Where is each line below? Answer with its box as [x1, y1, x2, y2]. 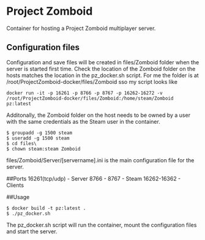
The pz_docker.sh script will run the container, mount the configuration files [6, 221, 197, 228]
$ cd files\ [6, 140, 37, 146]
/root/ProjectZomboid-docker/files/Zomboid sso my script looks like [6, 78, 177, 85]
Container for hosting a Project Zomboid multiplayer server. [6, 24, 156, 32]
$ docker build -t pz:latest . [6, 205, 86, 211]
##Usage [6, 193, 30, 200]
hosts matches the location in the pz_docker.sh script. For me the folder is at [6, 72, 199, 79]
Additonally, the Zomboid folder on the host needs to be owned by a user [6, 111, 191, 119]
